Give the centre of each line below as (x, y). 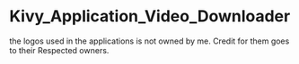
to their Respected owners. (59, 50)
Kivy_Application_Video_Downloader (150, 16)
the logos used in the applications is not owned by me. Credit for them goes (149, 41)
